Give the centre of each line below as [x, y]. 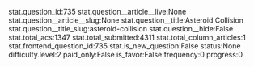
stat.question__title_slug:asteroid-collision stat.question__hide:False [121, 29]
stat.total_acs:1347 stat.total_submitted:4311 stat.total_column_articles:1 [127, 37]
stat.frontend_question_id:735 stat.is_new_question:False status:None [125, 46]
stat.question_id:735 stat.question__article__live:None [97, 12]
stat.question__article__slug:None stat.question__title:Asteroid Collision [126, 20]
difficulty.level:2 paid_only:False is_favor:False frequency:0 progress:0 [125, 54]
